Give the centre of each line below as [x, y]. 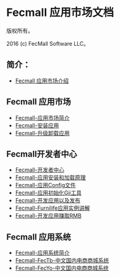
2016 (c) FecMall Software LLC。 [48, 43]
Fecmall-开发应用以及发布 [48, 201]
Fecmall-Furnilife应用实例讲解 [52, 208]
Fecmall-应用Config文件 [46, 185]
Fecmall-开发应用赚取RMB [48, 216]
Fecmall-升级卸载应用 [43, 133]
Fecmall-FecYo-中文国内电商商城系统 [62, 268]
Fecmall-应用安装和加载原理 [51, 177]
